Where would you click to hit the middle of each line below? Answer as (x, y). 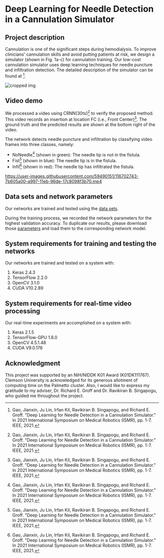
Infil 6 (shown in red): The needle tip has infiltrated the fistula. (73, 166)
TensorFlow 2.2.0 (30, 278)
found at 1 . (15, 75)
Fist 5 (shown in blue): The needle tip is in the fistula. (64, 160)
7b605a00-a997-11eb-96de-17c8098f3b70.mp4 (53, 181)
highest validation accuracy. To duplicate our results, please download (76, 223)
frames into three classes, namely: (40, 144)
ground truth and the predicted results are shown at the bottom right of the (80, 124)
